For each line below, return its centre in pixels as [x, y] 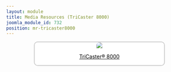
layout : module [25, 12]
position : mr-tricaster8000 [41, 28]
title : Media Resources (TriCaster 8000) [58, 17]
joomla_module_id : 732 [34, 22]
